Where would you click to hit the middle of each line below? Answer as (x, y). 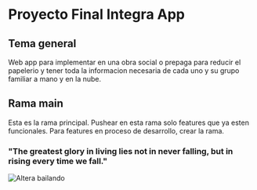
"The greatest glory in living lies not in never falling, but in (121, 151)
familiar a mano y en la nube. (55, 79)
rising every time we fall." (58, 161)
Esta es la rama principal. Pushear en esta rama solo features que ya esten (128, 122)
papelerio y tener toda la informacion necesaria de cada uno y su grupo (124, 71)
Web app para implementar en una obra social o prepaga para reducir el (125, 62)
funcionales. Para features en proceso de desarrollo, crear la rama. (116, 130)
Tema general (42, 44)
